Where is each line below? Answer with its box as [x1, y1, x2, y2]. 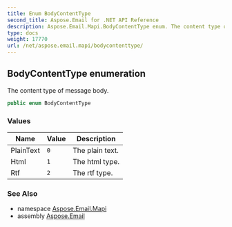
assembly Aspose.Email [17, 212, 85, 220]
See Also [7, 188, 38, 198]
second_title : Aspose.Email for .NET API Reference [7, 17, 159, 24]
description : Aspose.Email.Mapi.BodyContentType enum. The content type [7, 23, 221, 30]
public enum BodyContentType [7, 100, 91, 107]
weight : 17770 [7, 36, 48, 43]
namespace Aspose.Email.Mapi [17, 205, 107, 213]
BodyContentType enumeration [7, 68, 146, 80]
